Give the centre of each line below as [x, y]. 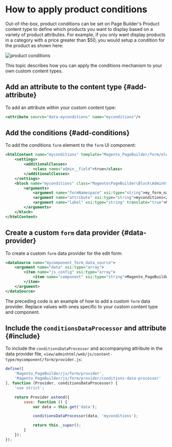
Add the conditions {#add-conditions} [68, 133]
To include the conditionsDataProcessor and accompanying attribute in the [84, 348]
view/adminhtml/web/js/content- [78, 355]
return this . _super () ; [57, 425]
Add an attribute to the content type [64, 87]
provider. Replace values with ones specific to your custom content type [82, 306]
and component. [23, 312]
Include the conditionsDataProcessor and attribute [86, 328]
